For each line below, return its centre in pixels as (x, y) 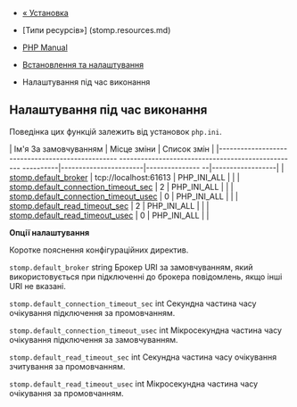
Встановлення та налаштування (83, 65)
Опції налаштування (49, 232)
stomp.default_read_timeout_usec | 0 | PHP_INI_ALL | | (109, 215)
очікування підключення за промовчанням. (92, 312)
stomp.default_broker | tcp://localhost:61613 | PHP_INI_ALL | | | (125, 177)
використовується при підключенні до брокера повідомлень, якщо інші (146, 277)
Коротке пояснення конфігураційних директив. (99, 250)
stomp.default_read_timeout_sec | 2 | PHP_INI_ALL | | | (109, 205)
